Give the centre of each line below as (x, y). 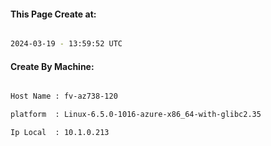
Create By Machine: (52, 66)
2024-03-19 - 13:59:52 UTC (66, 44)
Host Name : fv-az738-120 (64, 96)
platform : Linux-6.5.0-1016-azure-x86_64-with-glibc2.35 (136, 115)
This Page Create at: (53, 14)
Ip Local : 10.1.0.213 (60, 133)
